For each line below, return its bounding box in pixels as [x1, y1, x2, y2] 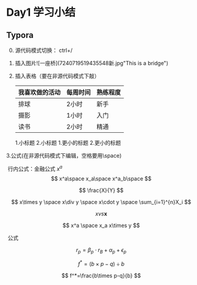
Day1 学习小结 [6, 5, 76, 19]
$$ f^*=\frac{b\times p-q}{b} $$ [61, 272, 142, 280]
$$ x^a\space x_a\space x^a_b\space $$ [51, 175, 152, 182]
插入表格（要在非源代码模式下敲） [14, 72, 100, 79]
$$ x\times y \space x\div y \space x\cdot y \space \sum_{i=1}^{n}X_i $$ [11, 198, 192, 205]
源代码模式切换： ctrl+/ [14, 46, 73, 54]
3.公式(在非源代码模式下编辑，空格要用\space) [6, 152, 122, 159]
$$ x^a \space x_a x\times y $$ [62, 222, 140, 229]
